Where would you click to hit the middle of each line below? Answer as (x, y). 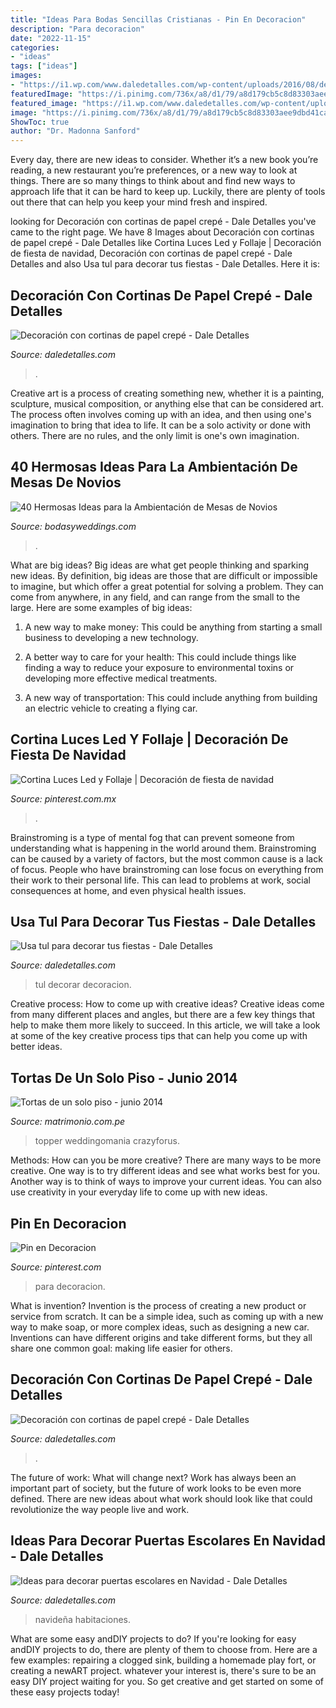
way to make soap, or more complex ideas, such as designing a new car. (160, 1327)
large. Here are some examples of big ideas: (101, 607)
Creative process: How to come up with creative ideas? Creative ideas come (167, 1004)
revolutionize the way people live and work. (100, 1509)
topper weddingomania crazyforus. (107, 1141)
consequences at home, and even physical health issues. (128, 890)
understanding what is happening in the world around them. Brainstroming (163, 848)
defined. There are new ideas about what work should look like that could (161, 1498)
